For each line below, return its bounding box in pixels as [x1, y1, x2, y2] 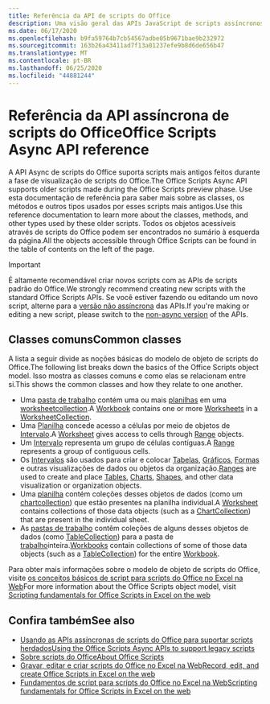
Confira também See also [8, 613, 135, 628]
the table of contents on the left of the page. [8, 244, 155, 253]
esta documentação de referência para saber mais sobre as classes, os [8, 192, 245, 202]
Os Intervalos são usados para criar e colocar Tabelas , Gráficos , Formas [19, 455, 260, 465]
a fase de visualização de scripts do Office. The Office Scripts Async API [8, 175, 247, 185]
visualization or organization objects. [19, 480, 142, 491]
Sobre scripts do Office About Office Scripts [19, 653, 165, 662]
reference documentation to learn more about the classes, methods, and [8, 210, 248, 220]
